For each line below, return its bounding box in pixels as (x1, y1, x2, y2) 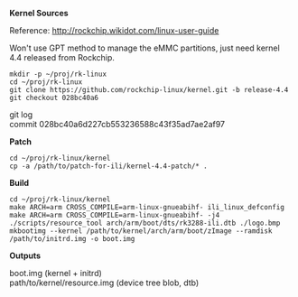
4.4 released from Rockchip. (9, 52, 116, 62)
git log (9, 109, 33, 120)
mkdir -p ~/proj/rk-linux (9, 70, 107, 79)
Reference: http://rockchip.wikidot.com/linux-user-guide (9, 25, 219, 35)
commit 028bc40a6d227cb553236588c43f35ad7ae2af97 (9, 119, 226, 129)
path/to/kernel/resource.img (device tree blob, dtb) (9, 277, 200, 288)
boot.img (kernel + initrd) (9, 268, 102, 278)
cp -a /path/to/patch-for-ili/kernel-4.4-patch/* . (9, 162, 208, 171)
